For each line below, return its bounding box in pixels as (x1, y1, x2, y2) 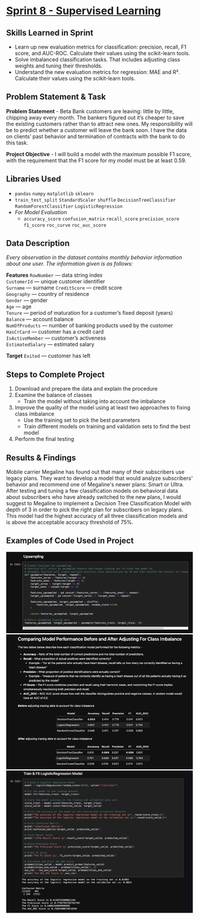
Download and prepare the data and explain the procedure (14, 385, 158, 392)
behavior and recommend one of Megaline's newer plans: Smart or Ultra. (6, 481, 184, 488)
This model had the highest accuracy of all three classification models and (6, 512, 188, 520)
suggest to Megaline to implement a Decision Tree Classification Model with (6, 500, 191, 507)
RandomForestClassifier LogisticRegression (14, 203, 123, 209)
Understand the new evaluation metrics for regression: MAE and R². (14, 69, 181, 75)
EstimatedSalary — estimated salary (6, 341, 95, 348)
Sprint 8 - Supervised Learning (6, 4, 161, 18)
